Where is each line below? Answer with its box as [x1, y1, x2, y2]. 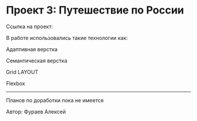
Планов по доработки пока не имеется [6, 96, 104, 103]
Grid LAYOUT [6, 68, 39, 75]
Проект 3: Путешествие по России [6, 4, 185, 17]
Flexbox [6, 80, 25, 87]
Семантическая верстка [6, 57, 67, 64]
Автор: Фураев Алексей [6, 108, 66, 115]
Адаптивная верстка [6, 45, 57, 53]
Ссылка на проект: [6, 23, 53, 30]
